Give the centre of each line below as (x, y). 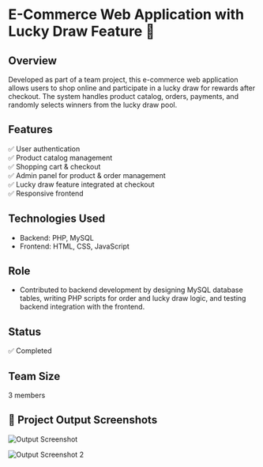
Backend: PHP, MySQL (57, 237)
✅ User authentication (44, 149)
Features (30, 129)
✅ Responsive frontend (46, 193)
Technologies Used (56, 219)
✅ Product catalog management (60, 158)
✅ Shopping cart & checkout (54, 166)
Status (25, 331)
